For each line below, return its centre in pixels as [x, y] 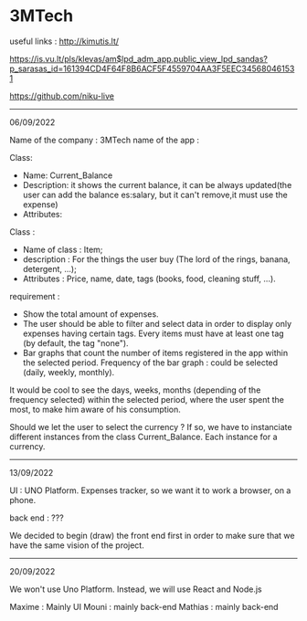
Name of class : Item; [63, 249]
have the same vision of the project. [77, 545]
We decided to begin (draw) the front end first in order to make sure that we [152, 535]
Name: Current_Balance [68, 175]
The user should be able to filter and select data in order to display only [157, 323]
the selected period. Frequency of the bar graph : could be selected [150, 363]
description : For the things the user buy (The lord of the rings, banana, [156, 259]
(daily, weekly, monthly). [69, 372]
